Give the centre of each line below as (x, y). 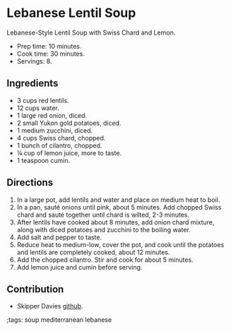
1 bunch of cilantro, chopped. (59, 145)
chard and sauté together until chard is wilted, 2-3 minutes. (103, 215)
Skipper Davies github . (50, 306)
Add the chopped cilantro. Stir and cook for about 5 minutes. (105, 260)
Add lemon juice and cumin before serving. (79, 267)
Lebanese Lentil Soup (71, 13)
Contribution (35, 289)
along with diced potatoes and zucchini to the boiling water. (104, 229)
